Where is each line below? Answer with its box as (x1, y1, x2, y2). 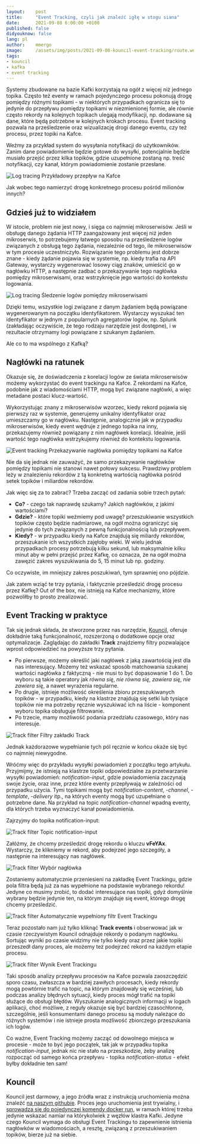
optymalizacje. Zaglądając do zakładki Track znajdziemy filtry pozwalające (6, 638, 190, 646)
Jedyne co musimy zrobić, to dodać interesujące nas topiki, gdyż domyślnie (6, 888, 192, 895)
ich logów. (6, 1023, 32, 1030)
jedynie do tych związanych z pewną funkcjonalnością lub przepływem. (14, 525, 191, 533)
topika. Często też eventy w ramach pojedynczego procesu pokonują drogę (6, 92, 192, 99)
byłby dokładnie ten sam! (6, 1059, 68, 1067)
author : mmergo (6, 42, 52, 48)
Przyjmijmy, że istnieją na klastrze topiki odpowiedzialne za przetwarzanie (6, 767, 188, 774)
